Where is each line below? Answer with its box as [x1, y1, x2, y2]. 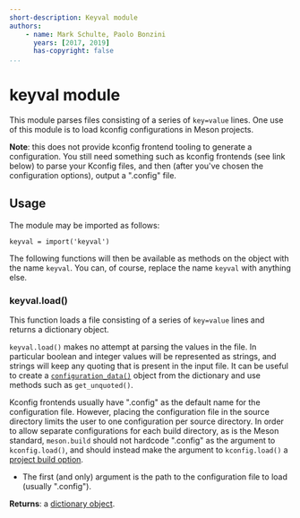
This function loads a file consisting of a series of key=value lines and [9, 315, 265, 325]
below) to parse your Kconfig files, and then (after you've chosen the [9, 160, 264, 171]
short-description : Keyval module [9, 13, 139, 22]
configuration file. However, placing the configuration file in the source [9, 407, 270, 418]
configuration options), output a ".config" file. [9, 170, 177, 181]
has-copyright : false [32, 47, 115, 56]
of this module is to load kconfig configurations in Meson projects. [9, 125, 254, 135]
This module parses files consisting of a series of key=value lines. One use [9, 115, 284, 125]
